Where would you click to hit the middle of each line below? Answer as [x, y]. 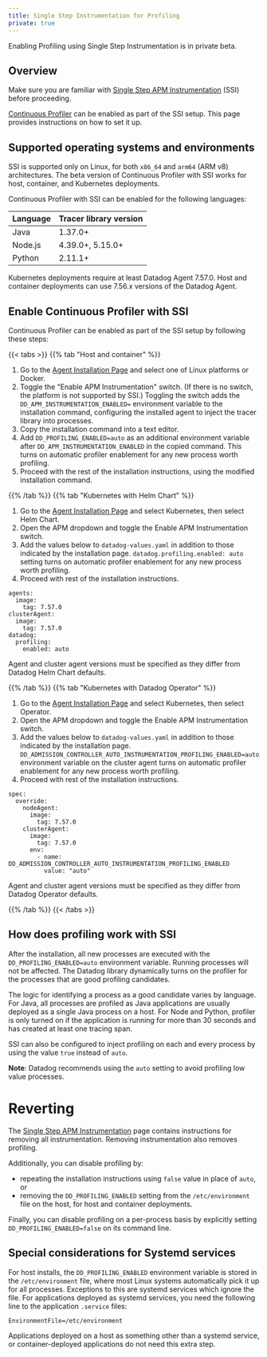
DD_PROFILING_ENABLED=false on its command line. [90, 1228]
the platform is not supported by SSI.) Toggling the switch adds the [130, 395]
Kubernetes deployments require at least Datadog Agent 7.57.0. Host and [128, 278]
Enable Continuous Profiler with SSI [98, 311]
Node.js [27, 246]
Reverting [41, 1108]
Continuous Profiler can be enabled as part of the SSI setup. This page [124, 114]
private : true [32, 23]
